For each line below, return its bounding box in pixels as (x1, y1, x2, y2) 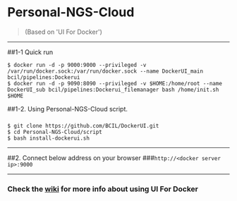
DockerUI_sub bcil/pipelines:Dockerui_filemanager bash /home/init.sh (7, 86, 219, 93)
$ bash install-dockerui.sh (7, 135, 90, 142)
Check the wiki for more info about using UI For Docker (7, 184, 199, 194)
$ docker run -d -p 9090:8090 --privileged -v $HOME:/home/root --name (7, 80, 222, 87)
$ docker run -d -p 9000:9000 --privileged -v (7, 61, 147, 68)
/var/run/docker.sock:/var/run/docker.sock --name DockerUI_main (7, 68, 203, 75)
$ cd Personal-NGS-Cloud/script (7, 128, 102, 135)
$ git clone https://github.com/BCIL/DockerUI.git (7, 122, 159, 129)
